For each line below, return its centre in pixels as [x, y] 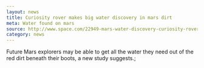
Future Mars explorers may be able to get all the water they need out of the [100, 52]
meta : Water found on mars [40, 23]
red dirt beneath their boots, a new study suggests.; [71, 58]
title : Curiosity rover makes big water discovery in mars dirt [89, 18]
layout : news [23, 12]
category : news [25, 35]
